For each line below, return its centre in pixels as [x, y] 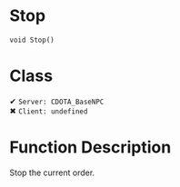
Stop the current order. [52, 172]
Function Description [90, 148]
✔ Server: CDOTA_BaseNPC [57, 101]
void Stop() [32, 40]
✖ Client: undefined [49, 111]
